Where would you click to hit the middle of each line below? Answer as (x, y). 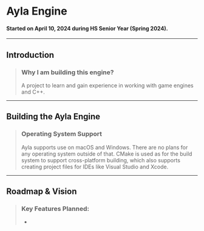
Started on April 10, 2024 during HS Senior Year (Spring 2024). (87, 28)
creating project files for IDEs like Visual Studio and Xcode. (95, 167)
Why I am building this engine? (67, 72)
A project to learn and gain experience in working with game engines (107, 86)
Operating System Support (61, 134)
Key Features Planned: (55, 209)
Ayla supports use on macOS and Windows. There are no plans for (104, 147)
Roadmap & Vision (42, 192)
